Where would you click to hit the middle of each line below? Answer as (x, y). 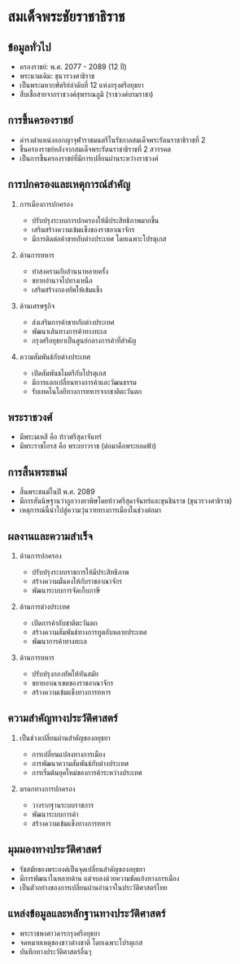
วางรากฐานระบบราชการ (63, 804)
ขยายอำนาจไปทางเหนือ (62, 280)
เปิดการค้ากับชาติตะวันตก (65, 623)
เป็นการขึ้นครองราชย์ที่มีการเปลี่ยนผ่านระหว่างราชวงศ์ (89, 158)
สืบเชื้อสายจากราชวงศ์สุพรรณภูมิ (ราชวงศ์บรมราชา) (86, 94)
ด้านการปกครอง (40, 556)
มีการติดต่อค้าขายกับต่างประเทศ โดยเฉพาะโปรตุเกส (99, 239)
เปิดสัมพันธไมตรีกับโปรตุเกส (69, 373)
